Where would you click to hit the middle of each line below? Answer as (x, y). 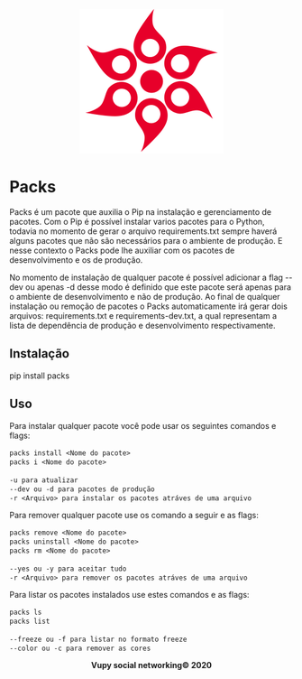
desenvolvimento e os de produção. (76, 260)
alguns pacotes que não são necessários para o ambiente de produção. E (146, 240)
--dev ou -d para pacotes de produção (82, 489)
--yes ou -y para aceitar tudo (68, 569)
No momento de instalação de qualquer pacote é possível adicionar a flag (146, 277)
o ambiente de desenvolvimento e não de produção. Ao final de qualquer (145, 296)
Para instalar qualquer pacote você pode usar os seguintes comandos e (143, 425)
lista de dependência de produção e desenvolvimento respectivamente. (143, 325)
